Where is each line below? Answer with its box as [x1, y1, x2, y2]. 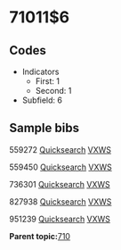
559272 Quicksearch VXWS [9, 144, 112, 154]
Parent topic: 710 [9, 230, 71, 241]
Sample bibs [9, 121, 80, 136]
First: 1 [35, 76, 60, 87]
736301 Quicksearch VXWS [9, 179, 110, 189]
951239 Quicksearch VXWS [9, 213, 111, 224]
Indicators [21, 66, 60, 77]
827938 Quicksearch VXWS [9, 196, 112, 207]
